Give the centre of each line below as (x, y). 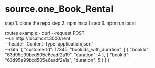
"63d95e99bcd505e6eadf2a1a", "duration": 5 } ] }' (58, 60)
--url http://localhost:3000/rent (38, 38)
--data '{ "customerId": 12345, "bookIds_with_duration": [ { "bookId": (77, 49)
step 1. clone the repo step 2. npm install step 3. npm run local (70, 23)
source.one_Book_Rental (59, 9)
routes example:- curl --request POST (45, 33)
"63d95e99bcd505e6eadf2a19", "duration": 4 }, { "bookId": (67, 55)
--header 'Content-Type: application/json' (49, 43)
